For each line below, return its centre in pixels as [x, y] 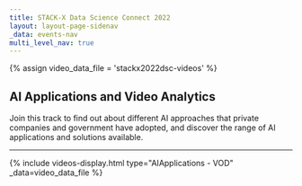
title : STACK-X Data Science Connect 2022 [90, 18]
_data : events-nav [44, 34]
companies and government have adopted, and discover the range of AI [142, 128]
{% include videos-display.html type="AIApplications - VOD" [121, 164]
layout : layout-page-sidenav [64, 26]
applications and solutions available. [76, 137]
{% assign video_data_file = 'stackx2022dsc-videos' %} [113, 68]
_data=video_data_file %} [56, 173]
